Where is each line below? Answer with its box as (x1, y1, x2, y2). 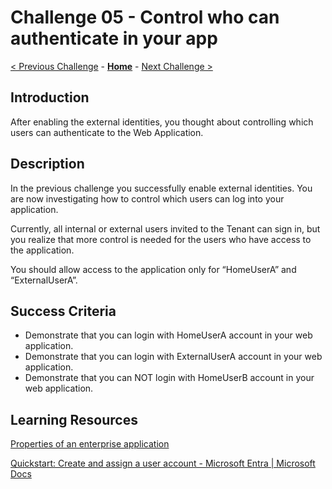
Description (10, 156, 85, 173)
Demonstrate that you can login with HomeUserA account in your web (24, 329, 313, 341)
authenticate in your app (10, 27, 218, 50)
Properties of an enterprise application (10, 438, 170, 450)
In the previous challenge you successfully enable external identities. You (10, 182, 313, 194)
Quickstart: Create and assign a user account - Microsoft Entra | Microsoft (10, 457, 316, 470)
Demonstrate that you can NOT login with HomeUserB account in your (24, 372, 315, 384)
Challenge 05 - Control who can (10, 6, 280, 29)
